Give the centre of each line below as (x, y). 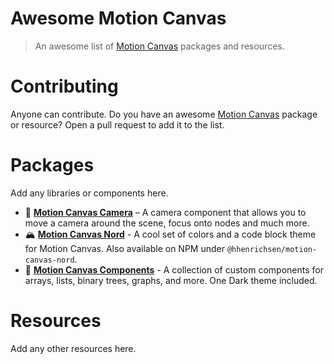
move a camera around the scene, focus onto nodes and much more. (167, 223)
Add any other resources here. (73, 348)
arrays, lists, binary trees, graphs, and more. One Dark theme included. (171, 280)
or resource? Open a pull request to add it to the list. (117, 124)
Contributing (64, 86)
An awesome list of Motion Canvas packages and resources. (159, 46)
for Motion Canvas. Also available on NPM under (124, 248)
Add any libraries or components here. (89, 193)
